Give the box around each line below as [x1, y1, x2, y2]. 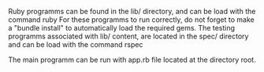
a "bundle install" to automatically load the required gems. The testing [8, 23, 235, 32]
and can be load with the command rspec [8, 40, 143, 49]
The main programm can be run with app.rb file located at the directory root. [8, 55, 256, 64]
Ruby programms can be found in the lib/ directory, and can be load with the [8, 7, 256, 16]
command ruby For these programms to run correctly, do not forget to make [8, 15, 255, 24]
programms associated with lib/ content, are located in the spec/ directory [8, 31, 249, 41]
